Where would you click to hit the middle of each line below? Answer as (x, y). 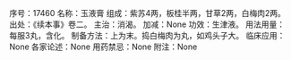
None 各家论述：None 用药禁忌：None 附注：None (103, 47)
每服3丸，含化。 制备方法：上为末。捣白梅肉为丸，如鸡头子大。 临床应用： (147, 35)
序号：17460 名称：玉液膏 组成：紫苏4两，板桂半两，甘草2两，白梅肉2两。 (148, 13)
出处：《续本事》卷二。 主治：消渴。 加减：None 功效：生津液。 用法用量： (147, 24)
